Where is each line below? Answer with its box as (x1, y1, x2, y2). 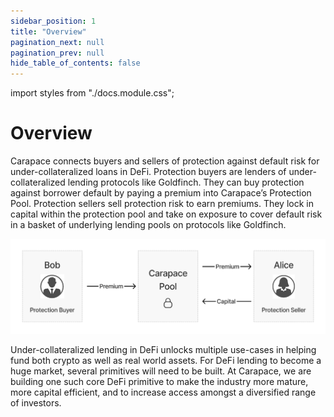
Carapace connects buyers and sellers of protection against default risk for (10, 155, 320, 167)
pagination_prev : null (10, 48, 105, 58)
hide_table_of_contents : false (10, 58, 141, 69)
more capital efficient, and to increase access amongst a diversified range (10, 386, 317, 398)
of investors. (10, 396, 62, 409)
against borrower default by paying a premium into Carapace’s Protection (10, 187, 312, 199)
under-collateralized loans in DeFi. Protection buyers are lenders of (10, 166, 287, 178)
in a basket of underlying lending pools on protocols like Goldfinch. (10, 219, 287, 231)
